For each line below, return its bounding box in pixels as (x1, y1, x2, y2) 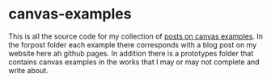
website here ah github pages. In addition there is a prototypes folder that (8, 48, 254, 58)
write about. (8, 65, 49, 75)
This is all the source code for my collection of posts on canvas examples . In (8, 31, 264, 41)
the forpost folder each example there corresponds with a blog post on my (8, 39, 257, 49)
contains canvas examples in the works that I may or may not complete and (8, 57, 260, 67)
